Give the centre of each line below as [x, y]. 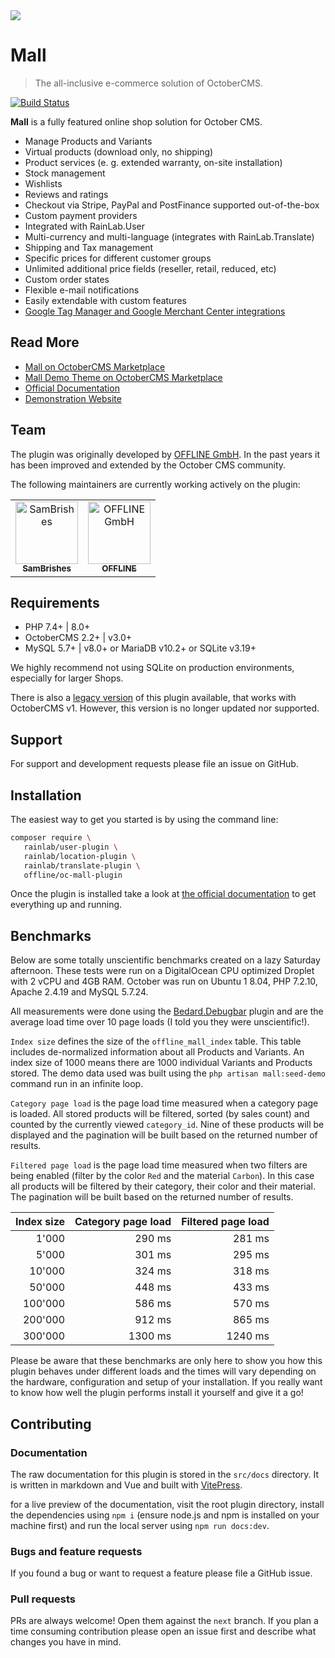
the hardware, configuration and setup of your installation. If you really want [166, 1382]
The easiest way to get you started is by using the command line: [144, 819]
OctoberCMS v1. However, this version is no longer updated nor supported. [165, 708]
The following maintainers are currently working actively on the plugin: [155, 484]
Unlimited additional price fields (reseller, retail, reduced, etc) [150, 268]
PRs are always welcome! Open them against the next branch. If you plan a [164, 1621]
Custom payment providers [81, 215]
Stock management [65, 173]
